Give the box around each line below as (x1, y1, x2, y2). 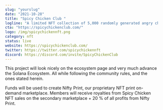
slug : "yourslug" (5, 7, 40, 12)
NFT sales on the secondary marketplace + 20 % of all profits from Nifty (5, 95, 149, 101)
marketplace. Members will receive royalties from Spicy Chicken (22, 90, 151, 96)
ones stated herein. (5, 76, 44, 81)
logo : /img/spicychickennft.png (5, 30, 70, 34)
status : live (5, 39, 32, 44)
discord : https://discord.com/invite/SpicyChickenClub (5, 52, 118, 57)
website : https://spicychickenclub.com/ (5, 43, 88, 48)
